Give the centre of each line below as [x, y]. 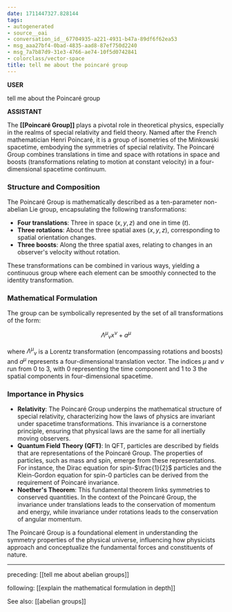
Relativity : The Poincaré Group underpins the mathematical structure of [119, 409]
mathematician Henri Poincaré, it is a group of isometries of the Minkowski [113, 140]
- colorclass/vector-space [46, 59]
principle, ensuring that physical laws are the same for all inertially [111, 431]
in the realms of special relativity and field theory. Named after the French [112, 132]
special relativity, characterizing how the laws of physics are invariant [116, 416]
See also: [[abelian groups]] [47, 602]
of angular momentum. [50, 519]
